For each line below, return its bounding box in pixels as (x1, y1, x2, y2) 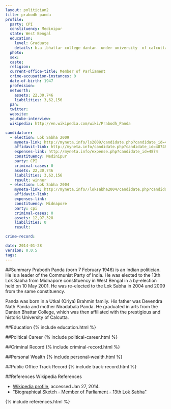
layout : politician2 (5, 7, 49, 13)
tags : (5, 252, 17, 257)
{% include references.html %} (5, 398, 70, 404)
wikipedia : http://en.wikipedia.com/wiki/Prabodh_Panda (10, 121, 131, 126)
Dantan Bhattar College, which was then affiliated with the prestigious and (5, 309, 161, 315)
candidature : (5, 130, 33, 135)
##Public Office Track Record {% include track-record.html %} (5, 363, 137, 369)
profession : (10, 83, 36, 88)
